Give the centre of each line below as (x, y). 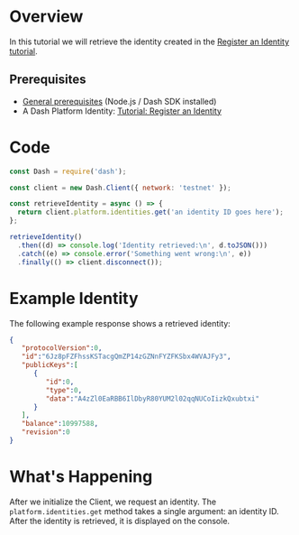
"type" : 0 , (64, 390)
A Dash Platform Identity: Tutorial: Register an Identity (122, 111)
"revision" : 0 (45, 432)
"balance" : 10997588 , (60, 424)
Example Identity (74, 298)
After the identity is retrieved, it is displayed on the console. (120, 521)
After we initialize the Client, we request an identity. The (113, 502)
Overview (46, 17)
